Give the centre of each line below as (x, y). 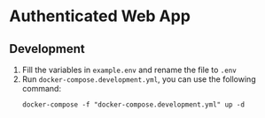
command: (42, 88)
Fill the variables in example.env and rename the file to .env (129, 70)
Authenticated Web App (100, 16)
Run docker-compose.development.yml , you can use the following (139, 79)
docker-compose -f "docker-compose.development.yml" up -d (133, 105)
